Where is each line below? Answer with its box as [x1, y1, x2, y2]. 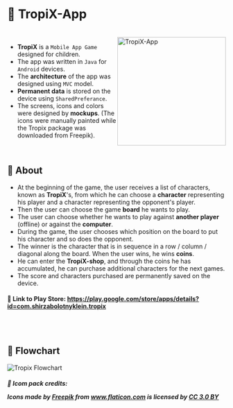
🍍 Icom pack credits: [7, 380, 68, 388]
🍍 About [7, 164, 43, 176]
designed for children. [17, 50, 81, 58]
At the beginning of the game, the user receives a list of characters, [17, 183, 210, 192]
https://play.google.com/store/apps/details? [67, 295, 200, 303]
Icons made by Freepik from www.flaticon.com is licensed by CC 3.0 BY [7, 393, 220, 401]
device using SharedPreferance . [17, 94, 107, 103]
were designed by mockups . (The [17, 109, 115, 117]
